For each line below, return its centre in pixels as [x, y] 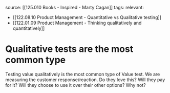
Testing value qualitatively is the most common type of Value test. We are [83, 74]
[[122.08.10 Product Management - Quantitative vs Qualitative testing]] [87, 17]
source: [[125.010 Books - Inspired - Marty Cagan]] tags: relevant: [75, 7]
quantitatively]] [29, 28]
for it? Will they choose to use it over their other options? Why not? [76, 85]
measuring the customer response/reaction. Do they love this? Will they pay [85, 80]
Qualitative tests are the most [69, 49]
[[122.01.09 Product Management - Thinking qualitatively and [77, 23]
